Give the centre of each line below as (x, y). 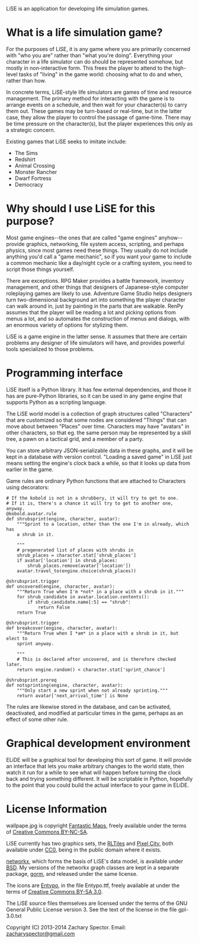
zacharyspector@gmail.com (41, 933)
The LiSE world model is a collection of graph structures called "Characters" (99, 414)
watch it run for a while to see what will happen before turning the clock (94, 772)
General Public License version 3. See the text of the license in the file (92, 909)
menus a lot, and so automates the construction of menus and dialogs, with (98, 318)
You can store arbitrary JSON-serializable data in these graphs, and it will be (100, 450)
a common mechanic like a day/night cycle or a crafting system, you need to (99, 263)
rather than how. (26, 80)
